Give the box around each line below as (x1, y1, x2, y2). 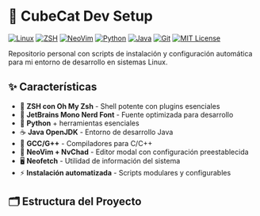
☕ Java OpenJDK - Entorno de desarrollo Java (19, 127, 174, 137)
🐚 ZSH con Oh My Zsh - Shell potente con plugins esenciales (19, 101, 220, 110)
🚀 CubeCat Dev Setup (8, 7, 153, 25)
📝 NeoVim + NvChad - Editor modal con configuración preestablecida (19, 147, 249, 156)
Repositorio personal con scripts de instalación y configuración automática (8, 48, 253, 58)
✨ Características (8, 80, 97, 94)
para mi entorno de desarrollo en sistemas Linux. (8, 57, 168, 67)
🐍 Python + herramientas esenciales (19, 118, 140, 128)
